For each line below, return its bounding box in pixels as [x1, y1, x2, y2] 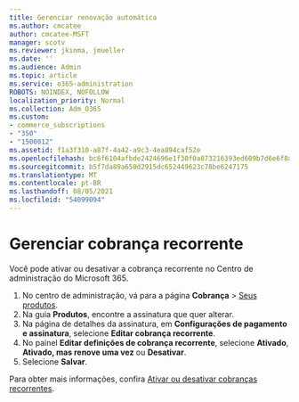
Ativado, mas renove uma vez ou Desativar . [21, 347, 187, 357]
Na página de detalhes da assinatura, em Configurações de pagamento [21, 318, 287, 329]
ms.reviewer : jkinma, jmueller [9, 46, 125, 55]
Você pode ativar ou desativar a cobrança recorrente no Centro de [9, 263, 254, 274]
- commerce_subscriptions [9, 121, 105, 130]
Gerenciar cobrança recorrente [9, 234, 244, 254]
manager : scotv [9, 37, 66, 47]
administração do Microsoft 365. [9, 273, 129, 283]
